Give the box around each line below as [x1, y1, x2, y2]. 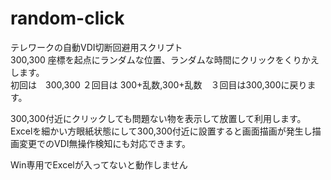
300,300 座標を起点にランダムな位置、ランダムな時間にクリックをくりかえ [10, 53, 320, 66]
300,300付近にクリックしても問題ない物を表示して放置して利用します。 [10, 112, 307, 124]
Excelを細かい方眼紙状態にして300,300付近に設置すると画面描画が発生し [10, 125, 313, 137]
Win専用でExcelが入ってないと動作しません [10, 158, 188, 171]
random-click [10, 7, 125, 30]
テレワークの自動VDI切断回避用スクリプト [10, 41, 183, 53]
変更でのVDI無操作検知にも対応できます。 [18, 137, 192, 149]
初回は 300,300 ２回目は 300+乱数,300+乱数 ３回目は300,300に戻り [10, 78, 308, 91]
